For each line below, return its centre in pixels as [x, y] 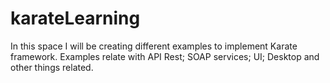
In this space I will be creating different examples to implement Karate [154, 46]
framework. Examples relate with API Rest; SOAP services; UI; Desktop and [165, 56]
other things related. [52, 67]
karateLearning [75, 18]
